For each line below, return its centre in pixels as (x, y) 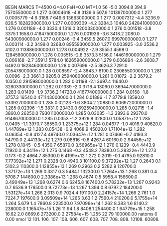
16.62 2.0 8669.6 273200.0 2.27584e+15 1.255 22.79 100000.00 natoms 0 (82, 214)
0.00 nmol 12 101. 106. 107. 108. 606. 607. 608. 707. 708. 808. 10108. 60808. (83, 219)
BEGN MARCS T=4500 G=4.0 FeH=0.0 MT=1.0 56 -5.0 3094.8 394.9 (76, 7)
